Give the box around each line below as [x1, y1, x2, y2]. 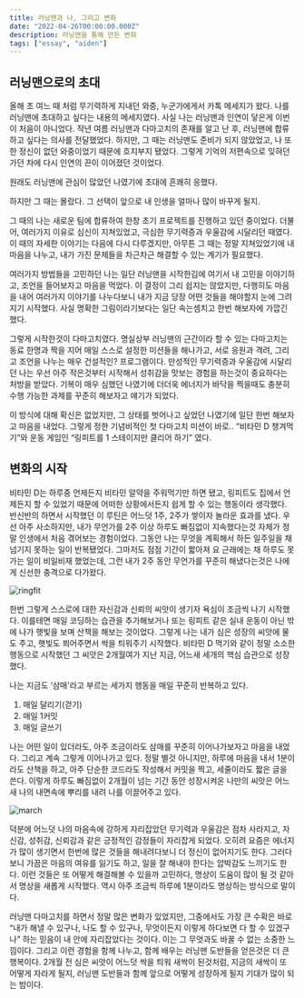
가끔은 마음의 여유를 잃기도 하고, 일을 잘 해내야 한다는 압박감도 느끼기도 [25, 857, 279, 868]
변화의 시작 [9, 461, 68, 477]
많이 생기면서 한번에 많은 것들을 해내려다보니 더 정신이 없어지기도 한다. [18, 846, 269, 857]
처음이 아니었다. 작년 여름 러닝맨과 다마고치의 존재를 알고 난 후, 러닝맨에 [18, 124, 273, 135]
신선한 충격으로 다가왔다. [18, 566, 107, 577]
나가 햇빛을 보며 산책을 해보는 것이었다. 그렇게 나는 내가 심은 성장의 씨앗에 [18, 626, 280, 637]
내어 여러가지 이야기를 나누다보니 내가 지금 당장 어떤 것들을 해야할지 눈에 [18, 292, 276, 303]
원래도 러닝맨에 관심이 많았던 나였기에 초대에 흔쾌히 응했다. [9, 176, 218, 187]
